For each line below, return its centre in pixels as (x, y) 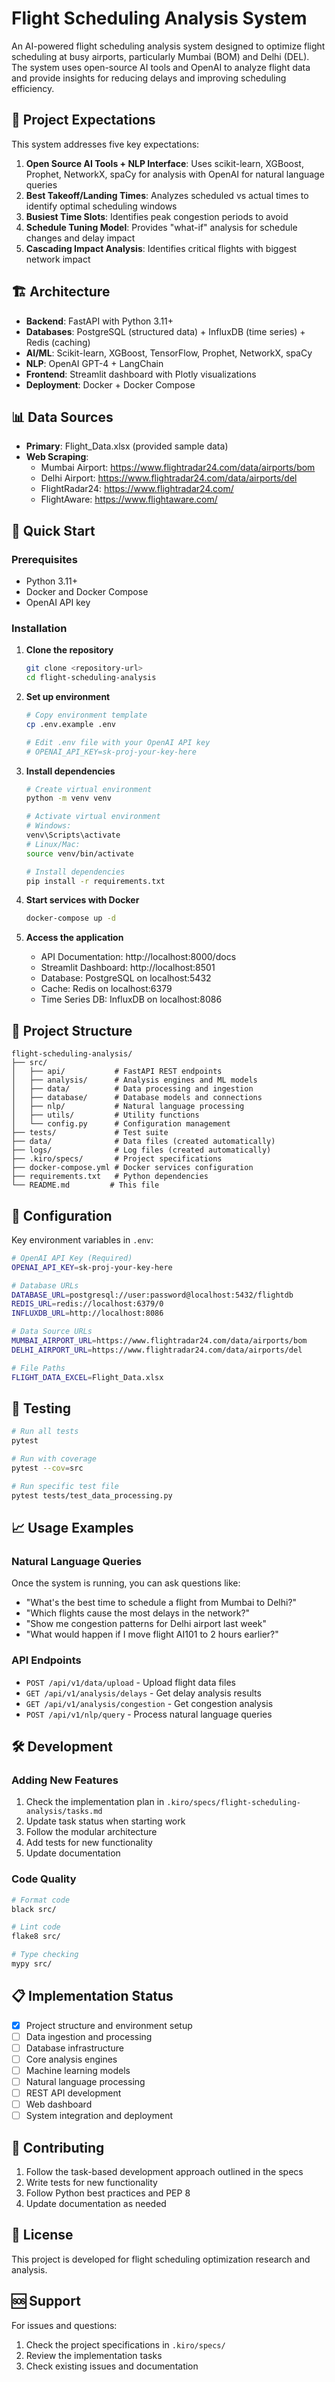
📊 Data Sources (62, 417)
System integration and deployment (99, 2116)
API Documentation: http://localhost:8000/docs (138, 957)
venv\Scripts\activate (73, 835)
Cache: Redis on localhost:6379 (106, 989)
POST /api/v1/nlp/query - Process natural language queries (149, 1714)
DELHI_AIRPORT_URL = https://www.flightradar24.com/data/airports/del (157, 1350)
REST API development (73, 2093)
